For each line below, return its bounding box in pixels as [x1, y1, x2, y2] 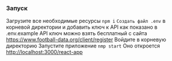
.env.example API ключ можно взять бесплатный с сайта [6, 30, 147, 37]
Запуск [6, 4, 28, 12]
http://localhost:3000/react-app [6, 49, 83, 56]
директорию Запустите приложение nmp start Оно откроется [6, 42, 160, 49]
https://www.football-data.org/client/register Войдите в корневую [6, 36, 167, 43]
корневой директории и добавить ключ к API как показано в [6, 23, 158, 30]
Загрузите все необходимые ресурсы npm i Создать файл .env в [6, 18, 166, 25]
